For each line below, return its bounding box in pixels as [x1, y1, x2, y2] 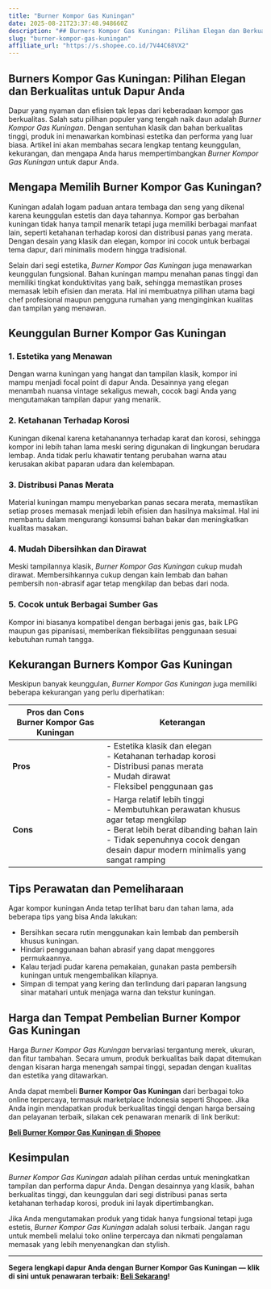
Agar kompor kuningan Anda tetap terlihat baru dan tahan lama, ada [8, 903, 234, 913]
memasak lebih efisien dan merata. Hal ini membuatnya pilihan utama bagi [8, 286, 256, 295]
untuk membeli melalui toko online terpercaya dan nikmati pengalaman [8, 1231, 244, 1241]
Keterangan [159, 717, 206, 728]
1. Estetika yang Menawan [8, 351, 113, 362]
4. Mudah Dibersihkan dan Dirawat [8, 543, 147, 554]
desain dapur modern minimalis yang [106, 845, 247, 856]
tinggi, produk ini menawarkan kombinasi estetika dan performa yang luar [8, 131, 253, 141]
